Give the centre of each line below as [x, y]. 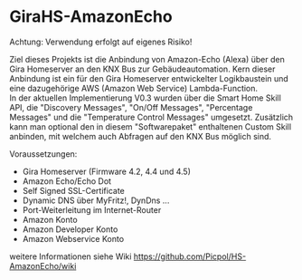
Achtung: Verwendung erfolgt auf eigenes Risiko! [101, 42]
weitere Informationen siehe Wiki [71, 256]
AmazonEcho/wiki [43, 266]
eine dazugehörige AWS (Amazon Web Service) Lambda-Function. [134, 88]
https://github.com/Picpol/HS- [190, 256]
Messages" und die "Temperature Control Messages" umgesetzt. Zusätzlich [151, 117]
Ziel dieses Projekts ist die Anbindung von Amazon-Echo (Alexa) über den [147, 59]
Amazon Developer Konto [70, 229]
